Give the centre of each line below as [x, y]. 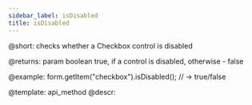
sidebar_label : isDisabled [53, 16]
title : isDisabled [39, 23]
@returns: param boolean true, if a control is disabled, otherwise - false [126, 61]
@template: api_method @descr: [62, 91]
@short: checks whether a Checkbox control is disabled [101, 45]
